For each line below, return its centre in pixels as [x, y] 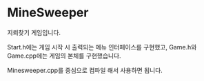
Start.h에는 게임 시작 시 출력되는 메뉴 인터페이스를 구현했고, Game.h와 [102, 47]
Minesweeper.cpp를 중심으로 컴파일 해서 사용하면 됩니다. [85, 70]
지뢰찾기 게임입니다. [34, 32]
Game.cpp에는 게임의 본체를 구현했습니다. [64, 56]
